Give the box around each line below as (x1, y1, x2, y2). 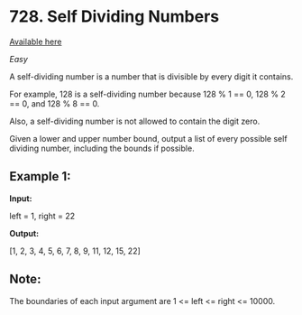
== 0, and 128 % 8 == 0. (9, 97, 100, 109)
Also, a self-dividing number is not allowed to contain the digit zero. (9, 116, 261, 126)
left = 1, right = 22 (9, 210, 76, 221)
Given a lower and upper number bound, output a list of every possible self (9, 133, 288, 144)
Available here (9, 36, 62, 47)
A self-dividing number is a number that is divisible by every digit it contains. (9, 70, 294, 82)
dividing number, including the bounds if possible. (9, 143, 196, 153)
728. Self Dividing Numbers (9, 6, 219, 27)
